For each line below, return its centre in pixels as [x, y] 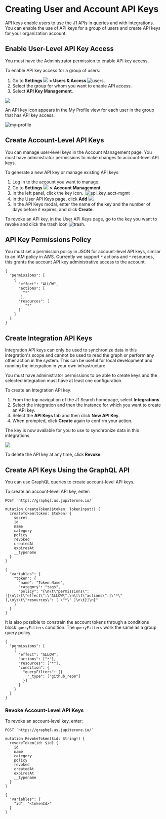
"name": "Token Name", [41, 583]
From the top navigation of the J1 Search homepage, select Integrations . [86, 400]
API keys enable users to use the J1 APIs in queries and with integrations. [80, 23]
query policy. [19, 633]
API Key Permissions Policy [48, 239]
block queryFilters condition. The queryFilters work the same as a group [81, 627]
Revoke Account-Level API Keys [44, 710]
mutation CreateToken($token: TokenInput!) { [53, 509]
